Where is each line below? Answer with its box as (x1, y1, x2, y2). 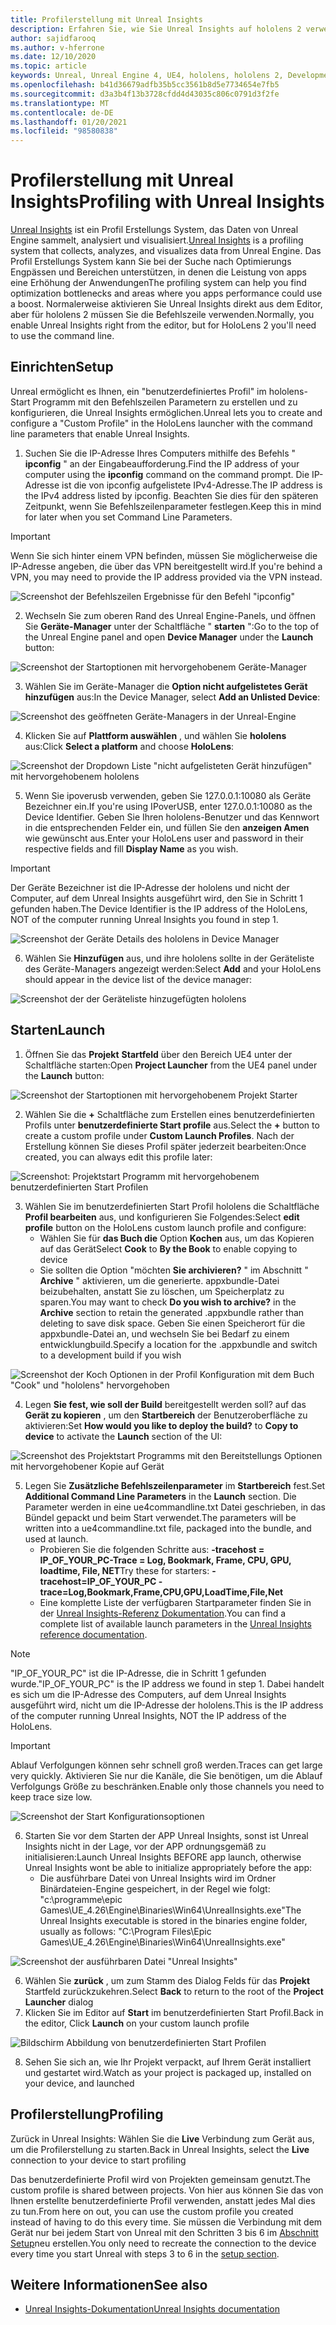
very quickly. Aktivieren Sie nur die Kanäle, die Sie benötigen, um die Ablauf (10, 1769, 323, 1781)
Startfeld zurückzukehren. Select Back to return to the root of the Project (24, 1985, 324, 1997)
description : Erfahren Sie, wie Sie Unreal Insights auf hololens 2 (10, 24, 302, 34)
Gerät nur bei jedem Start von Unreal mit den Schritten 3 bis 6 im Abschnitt (10, 2226, 319, 2238)
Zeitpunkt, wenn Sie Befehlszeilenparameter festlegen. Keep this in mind (24, 500, 322, 512)
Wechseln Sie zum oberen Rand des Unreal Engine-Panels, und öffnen (24, 609, 317, 621)
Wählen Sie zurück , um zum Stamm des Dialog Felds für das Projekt (24, 1974, 311, 1986)
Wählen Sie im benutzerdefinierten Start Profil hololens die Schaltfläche (24, 1200, 320, 1212)
